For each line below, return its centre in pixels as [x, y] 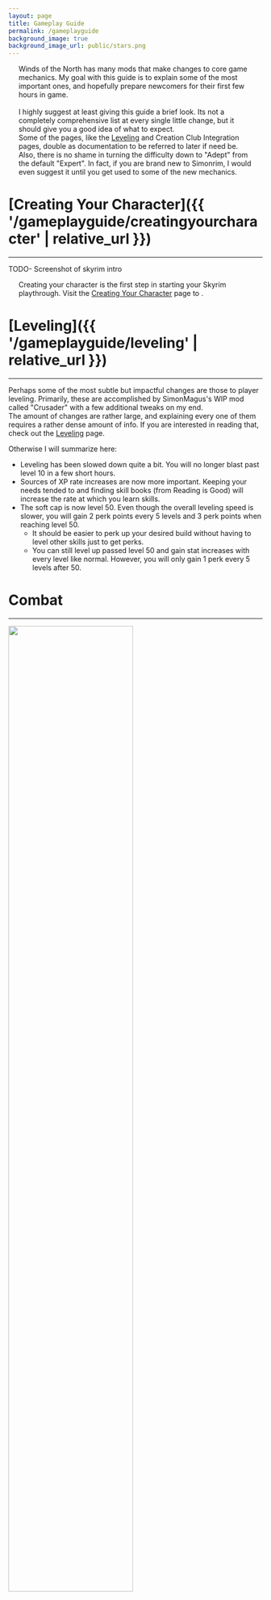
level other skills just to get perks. [88, 542]
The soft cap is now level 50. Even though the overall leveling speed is [137, 507]
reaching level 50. [50, 525]
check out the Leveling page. [56, 433]
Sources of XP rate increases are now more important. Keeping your [133, 481]
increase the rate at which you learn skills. [90, 499]
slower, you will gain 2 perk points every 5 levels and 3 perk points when [141, 516]
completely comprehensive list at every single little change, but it [127, 120]
